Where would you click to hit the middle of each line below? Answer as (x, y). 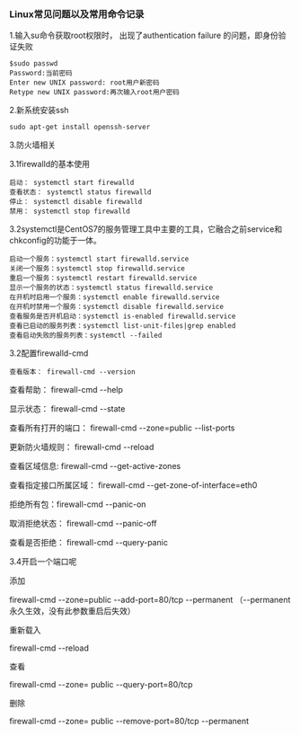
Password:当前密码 (41, 74)
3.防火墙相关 (33, 145)
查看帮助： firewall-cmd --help (66, 390)
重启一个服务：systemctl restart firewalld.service (103, 279)
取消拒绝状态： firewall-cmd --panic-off (83, 524)
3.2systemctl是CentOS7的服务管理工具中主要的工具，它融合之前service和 (146, 229)
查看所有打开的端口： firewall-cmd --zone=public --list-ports (122, 428)
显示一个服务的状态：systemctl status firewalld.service (111, 288)
